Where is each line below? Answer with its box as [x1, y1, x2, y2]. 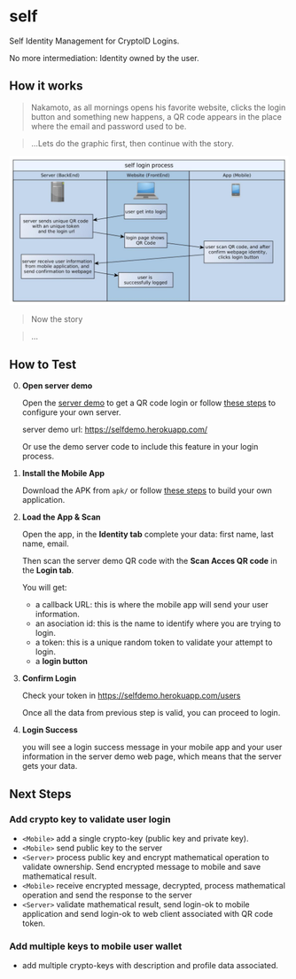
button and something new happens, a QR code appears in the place [30, 111, 282, 121]
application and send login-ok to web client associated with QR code [21, 908, 273, 919]
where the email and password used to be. [30, 121, 187, 131]
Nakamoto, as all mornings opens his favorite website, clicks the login [30, 102, 286, 113]
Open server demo [21, 380, 93, 391]
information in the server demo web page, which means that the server [21, 751, 282, 762]
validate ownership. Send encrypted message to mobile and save [21, 861, 261, 872]
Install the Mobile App [21, 468, 105, 479]
